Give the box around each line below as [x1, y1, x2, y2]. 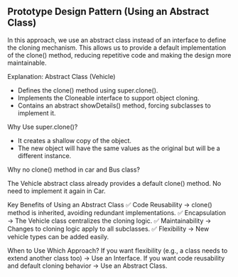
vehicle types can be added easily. [7, 232, 109, 241]
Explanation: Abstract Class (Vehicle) [7, 72, 116, 80]
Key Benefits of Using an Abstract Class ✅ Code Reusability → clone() [7, 200, 212, 209]
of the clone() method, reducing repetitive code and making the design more [7, 51, 232, 59]
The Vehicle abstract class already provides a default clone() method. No [7, 179, 222, 187]
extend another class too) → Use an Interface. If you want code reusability [7, 254, 225, 262]
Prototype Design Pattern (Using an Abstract [7, 6, 210, 18]
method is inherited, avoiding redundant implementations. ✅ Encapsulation [7, 208, 226, 216]
